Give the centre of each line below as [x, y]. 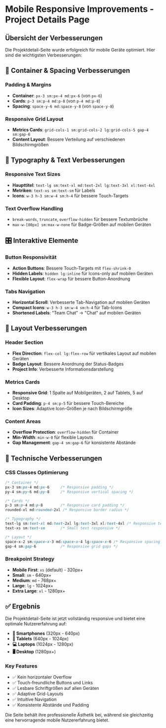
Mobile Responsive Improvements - [80, 9]
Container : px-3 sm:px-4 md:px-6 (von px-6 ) [57, 96]
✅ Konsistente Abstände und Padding [51, 705]
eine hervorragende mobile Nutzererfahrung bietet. [57, 720]
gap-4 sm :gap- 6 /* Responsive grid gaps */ [62, 546]
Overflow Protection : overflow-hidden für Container [65, 432]
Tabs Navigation [25, 291]
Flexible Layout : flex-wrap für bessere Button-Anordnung [71, 279]
